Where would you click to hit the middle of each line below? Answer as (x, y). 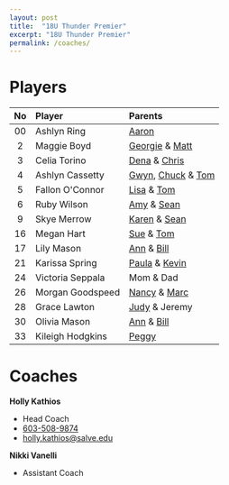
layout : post (34, 18)
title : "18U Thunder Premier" (68, 26)
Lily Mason (59, 249)
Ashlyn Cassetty (70, 175)
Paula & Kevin (157, 263)
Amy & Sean (154, 205)
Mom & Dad (153, 278)
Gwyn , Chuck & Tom (172, 175)
